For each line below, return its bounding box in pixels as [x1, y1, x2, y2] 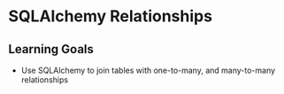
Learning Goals [8, 42, 95, 57]
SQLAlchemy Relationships [8, 6, 213, 27]
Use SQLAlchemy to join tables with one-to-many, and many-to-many [20, 65, 276, 75]
